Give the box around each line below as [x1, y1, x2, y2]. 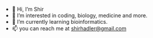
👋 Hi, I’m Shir [11, 6, 44, 12]
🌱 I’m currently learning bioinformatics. [11, 18, 108, 25]
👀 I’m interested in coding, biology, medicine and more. [11, 12, 148, 19]
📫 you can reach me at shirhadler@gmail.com [11, 25, 127, 32]
